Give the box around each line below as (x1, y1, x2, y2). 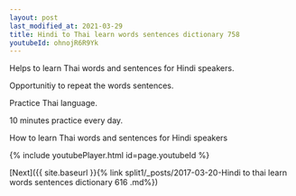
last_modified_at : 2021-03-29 (9, 22, 124, 31)
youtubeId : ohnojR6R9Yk (9, 38, 99, 48)
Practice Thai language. (9, 98, 97, 109)
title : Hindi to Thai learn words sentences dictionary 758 (9, 30, 241, 39)
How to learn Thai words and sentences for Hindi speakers (9, 132, 228, 144)
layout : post (9, 13, 59, 22)
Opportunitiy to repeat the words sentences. (9, 80, 174, 91)
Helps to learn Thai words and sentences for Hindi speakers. (9, 63, 235, 74)
